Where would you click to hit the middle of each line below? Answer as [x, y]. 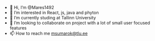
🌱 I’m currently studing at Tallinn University [53, 18]
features [18, 28]
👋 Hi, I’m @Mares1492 [32, 7]
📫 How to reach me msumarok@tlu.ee [48, 33]
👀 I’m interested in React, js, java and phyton [54, 13]
